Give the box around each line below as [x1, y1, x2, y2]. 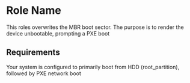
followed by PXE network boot [6, 70, 81, 77]
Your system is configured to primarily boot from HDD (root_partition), [6, 63, 180, 70]
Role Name [6, 4, 61, 17]
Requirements [6, 48, 60, 58]
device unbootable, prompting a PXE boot [6, 29, 110, 37]
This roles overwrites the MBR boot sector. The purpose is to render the [6, 23, 185, 31]
